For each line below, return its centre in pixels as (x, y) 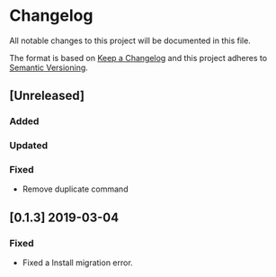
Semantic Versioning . (49, 67)
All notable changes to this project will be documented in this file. (130, 40)
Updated (28, 146)
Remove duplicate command (75, 189)
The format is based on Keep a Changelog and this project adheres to (138, 58)
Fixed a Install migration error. (77, 263)
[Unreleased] (47, 96)
